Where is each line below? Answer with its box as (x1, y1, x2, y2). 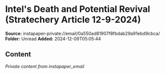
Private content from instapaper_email (5, 63, 84, 69)
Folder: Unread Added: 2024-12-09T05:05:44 (5, 36, 101, 42)
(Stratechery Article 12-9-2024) (5, 14, 141, 25)
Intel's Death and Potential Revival (5, 3, 150, 15)
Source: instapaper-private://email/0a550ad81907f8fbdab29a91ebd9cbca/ (5, 30, 160, 36)
